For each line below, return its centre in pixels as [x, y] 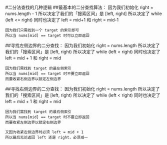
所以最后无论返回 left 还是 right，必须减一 [47, 137]
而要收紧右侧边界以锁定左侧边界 [33, 79]
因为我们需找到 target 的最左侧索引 [38, 68]
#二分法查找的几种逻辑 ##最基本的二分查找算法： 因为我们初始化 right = [79, 7]
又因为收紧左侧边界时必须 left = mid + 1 [44, 132]
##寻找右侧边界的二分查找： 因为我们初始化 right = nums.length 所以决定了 [82, 89]
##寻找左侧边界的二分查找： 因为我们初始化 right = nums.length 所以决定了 [82, 45]
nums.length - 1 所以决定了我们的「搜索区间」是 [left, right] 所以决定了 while [84, 13]
